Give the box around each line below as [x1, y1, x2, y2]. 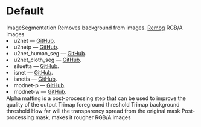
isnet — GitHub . [14, 69, 53, 76]
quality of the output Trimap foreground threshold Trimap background [6, 101, 180, 108]
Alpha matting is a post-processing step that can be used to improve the [6, 94, 186, 102]
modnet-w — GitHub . [14, 88, 67, 95]
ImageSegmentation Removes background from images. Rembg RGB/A [6, 24, 183, 31]
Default [6, 4, 44, 18]
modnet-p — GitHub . [14, 81, 66, 88]
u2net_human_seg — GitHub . [14, 49, 86, 57]
